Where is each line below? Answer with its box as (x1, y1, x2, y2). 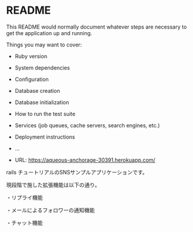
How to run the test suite (14, 110, 76, 117)
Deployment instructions (14, 133, 76, 140)
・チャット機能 (6, 219, 43, 226)
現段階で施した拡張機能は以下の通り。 (6, 181, 100, 188)
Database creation (14, 87, 61, 94)
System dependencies (14, 64, 70, 71)
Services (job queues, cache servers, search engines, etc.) (14, 121, 160, 128)
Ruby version (14, 52, 48, 59)
